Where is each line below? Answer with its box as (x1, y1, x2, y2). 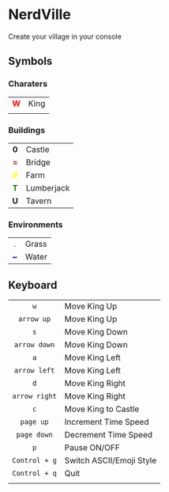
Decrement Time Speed (64, 430, 152, 441)
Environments (8, 219, 63, 230)
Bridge (25, 157, 51, 168)
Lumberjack (25, 182, 70, 193)
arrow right (12, 392, 58, 401)
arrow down (14, 340, 55, 350)
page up (20, 418, 49, 426)
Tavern (25, 195, 52, 206)
